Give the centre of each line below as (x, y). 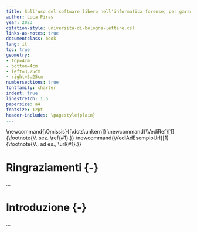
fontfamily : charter (31, 88)
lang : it (17, 45)
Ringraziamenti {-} (52, 168)
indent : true (22, 93)
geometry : (18, 55)
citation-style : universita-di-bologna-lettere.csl (70, 28)
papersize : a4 (23, 104)
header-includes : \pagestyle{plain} (51, 115)
